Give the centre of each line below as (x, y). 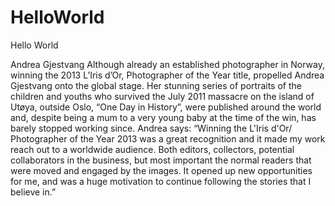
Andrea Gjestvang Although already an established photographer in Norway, (167, 64)
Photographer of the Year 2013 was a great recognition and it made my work (168, 138)
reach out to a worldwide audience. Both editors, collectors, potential (152, 149)
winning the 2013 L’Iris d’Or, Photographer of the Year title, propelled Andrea (167, 75)
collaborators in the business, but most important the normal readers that (161, 160)
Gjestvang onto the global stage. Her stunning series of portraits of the (156, 85)
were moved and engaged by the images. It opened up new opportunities (161, 170)
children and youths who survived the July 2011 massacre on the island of (162, 96)
